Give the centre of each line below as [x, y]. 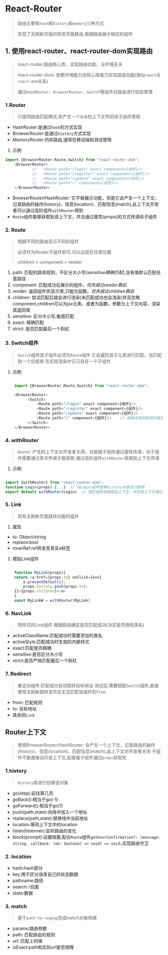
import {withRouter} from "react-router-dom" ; [54, 482]
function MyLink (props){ [40, 572]
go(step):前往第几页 [33, 793]
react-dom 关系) [33, 81]
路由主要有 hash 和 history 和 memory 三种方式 [60, 23]
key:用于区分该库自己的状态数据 [45, 874]
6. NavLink [18, 613]
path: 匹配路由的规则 [34, 935]
